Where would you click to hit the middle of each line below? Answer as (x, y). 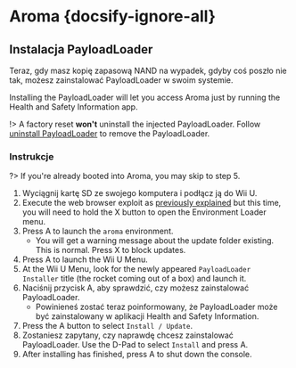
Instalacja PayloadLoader (81, 49)
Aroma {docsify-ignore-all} (113, 16)
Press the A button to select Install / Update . (107, 326)
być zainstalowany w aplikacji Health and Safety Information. (147, 316)
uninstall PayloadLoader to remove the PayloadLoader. (110, 134)
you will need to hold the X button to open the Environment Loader (144, 212)
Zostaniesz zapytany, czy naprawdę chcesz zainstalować (128, 335)
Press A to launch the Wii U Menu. (85, 259)
